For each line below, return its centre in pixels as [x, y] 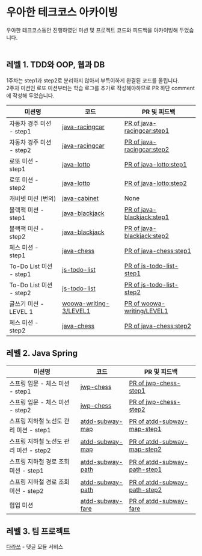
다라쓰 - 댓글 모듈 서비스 [35, 547]
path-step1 [145, 469]
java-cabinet [81, 198]
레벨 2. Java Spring [42, 353]
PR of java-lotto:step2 [156, 183]
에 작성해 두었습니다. [30, 95]
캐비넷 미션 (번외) [33, 198]
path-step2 [145, 489]
